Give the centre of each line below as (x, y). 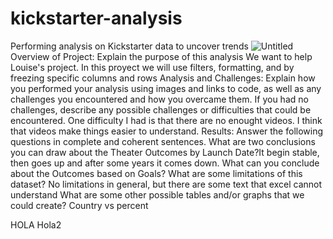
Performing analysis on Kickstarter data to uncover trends (129, 46)
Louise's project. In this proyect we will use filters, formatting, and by (152, 67)
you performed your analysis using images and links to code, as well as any (166, 88)
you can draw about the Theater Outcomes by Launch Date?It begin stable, (165, 152)
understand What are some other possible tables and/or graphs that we (157, 194)
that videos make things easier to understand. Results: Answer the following (167, 131)
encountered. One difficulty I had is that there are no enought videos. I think (166, 120)
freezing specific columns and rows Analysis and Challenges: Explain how (163, 78)
